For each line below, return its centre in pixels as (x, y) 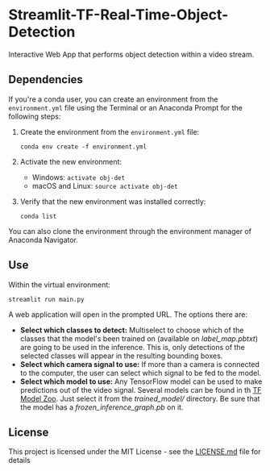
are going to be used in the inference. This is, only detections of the (133, 347)
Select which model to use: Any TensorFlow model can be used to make (141, 381)
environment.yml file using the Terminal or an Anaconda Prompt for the (126, 107)
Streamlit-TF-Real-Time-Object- (118, 15)
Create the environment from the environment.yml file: (110, 131)
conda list (38, 216)
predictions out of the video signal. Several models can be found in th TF (141, 390)
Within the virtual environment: (59, 285)
